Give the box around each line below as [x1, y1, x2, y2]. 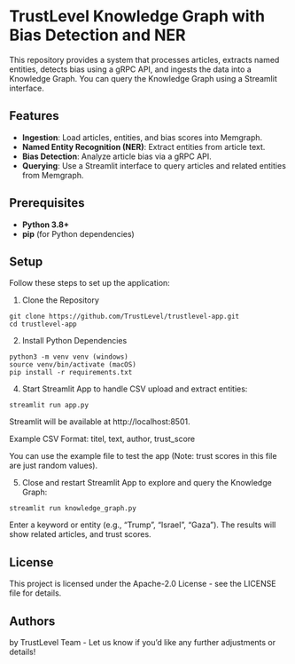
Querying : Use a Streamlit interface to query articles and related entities [21, 160, 286, 170]
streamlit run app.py [9, 401, 89, 410]
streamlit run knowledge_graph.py [9, 504, 137, 513]
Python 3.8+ [21, 219, 69, 230]
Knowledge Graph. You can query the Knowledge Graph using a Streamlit [9, 73, 277, 83]
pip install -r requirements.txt [9, 368, 133, 377]
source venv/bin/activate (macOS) [9, 360, 137, 369]
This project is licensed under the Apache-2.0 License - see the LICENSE [9, 579, 276, 589]
